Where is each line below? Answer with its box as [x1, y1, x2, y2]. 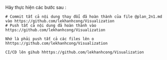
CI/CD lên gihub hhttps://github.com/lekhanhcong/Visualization [5, 50, 144, 55]
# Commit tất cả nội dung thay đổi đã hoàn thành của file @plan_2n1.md [5, 14, 162, 19]
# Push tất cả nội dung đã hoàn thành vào [5, 23, 96, 28]
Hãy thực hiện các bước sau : [5, 5, 66, 10]
